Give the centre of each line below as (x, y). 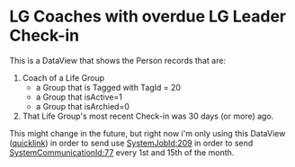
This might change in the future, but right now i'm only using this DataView (147, 133)
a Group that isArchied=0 (83, 106)
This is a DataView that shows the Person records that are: (118, 60)
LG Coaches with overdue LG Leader (147, 17)
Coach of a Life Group (63, 77)
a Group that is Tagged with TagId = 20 (108, 87)
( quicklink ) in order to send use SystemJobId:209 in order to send (131, 143)
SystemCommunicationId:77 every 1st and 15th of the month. (122, 152)
